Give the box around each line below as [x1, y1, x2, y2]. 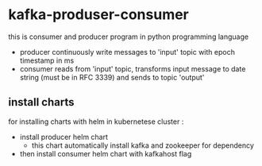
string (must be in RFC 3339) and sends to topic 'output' [19, 72, 205, 82]
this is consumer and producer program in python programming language [8, 32, 249, 41]
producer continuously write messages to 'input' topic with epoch [19, 47, 236, 56]
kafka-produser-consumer [8, 6, 189, 24]
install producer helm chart [19, 132, 109, 141]
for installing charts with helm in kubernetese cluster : [8, 117, 184, 126]
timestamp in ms [19, 56, 75, 65]
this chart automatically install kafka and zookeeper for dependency [31, 141, 254, 150]
